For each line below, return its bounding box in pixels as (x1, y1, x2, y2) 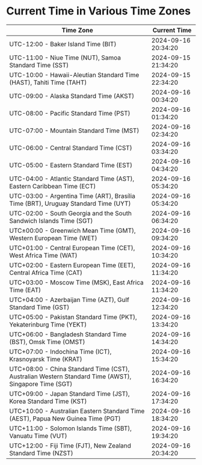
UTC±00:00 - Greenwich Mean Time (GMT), (9, 226, 136, 235)
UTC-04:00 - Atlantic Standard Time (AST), (9, 174, 135, 183)
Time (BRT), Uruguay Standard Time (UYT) (9, 199, 131, 208)
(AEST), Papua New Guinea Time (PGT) (9, 414, 121, 422)
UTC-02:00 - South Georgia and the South (9, 209, 132, 217)
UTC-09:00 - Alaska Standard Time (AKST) (9, 91, 135, 100)
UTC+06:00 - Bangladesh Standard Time (9, 330, 127, 338)
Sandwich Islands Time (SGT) (9, 217, 93, 225)
